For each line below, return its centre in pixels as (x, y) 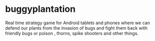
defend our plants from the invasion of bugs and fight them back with (77, 28)
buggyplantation (40, 9)
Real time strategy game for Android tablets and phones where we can (78, 23)
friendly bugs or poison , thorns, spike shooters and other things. (72, 33)
